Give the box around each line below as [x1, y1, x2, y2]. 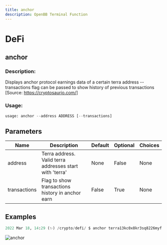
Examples [5, 212, 36, 221]
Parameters [5, 127, 42, 136]
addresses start [41, 163, 78, 169]
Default [91, 142, 109, 149]
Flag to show [41, 177, 72, 184]
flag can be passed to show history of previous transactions [31, 84, 155, 90]
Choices [139, 142, 160, 149]
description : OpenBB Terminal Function [5, 12, 88, 17]
